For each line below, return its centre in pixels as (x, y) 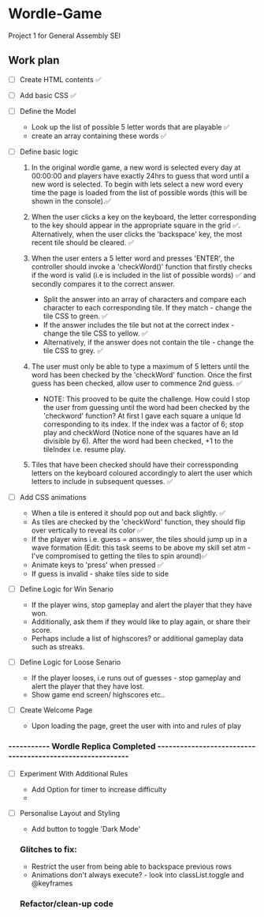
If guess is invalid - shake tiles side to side (100, 574)
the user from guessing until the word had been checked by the (146, 407)
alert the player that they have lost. (87, 686)
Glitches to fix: (48, 849)
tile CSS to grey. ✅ (73, 351)
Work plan (34, 60)
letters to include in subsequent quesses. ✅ (102, 481)
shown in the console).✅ (71, 201)
